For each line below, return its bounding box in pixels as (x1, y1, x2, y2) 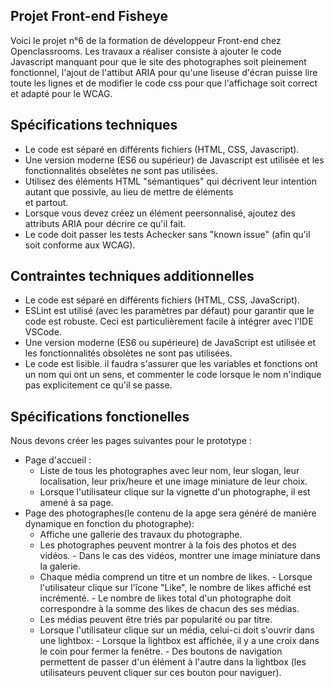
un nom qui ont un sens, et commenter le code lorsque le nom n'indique (24, 369, 322, 381)
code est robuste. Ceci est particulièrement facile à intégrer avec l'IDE (24, 315, 314, 328)
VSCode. (24, 326, 62, 338)
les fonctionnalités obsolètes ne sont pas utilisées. (24, 347, 233, 359)
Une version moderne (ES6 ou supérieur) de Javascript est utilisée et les (24, 154, 325, 166)
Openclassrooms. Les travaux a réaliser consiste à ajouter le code (10, 45, 282, 57)
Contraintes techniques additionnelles (10, 268, 255, 285)
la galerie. (39, 560, 81, 573)
